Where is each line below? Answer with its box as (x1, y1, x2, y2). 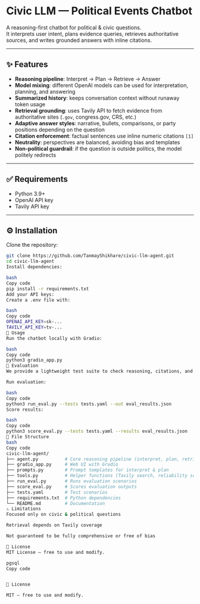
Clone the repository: (6, 241, 58, 249)
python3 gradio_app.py (6, 357, 62, 363)
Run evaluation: (6, 379, 46, 385)
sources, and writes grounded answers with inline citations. (6, 36, 152, 44)
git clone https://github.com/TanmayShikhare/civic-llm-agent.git (6, 253, 174, 259)
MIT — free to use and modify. (6, 592, 84, 599)
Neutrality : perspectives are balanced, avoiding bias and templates (14, 138, 180, 145)
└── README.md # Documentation (6, 500, 105, 506)
